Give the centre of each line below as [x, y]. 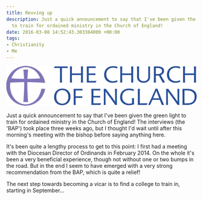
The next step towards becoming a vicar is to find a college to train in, [93, 184]
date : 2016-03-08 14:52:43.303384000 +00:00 [63, 32]
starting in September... [35, 190]
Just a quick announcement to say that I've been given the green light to [96, 115]
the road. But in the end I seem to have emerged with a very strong [90, 165]
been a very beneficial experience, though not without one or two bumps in [100, 159]
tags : [13, 38]
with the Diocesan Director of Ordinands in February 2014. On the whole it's [100, 153]
